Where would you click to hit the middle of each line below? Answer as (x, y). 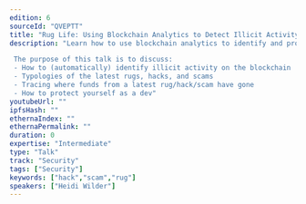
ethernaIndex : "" (42, 119)
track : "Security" (44, 160)
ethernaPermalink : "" (51, 127)
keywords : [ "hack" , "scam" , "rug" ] (73, 178)
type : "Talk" (34, 152)
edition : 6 (30, 18)
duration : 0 (32, 136)
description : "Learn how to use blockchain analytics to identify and (146, 43)
